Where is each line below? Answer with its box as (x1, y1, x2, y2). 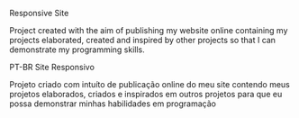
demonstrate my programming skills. (9, 44, 146, 55)
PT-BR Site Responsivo (9, 62, 95, 72)
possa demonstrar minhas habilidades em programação (9, 98, 216, 109)
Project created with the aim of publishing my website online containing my (9, 25, 288, 35)
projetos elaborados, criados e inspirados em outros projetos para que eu (9, 89, 283, 99)
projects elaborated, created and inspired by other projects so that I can (9, 35, 276, 45)
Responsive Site (9, 8, 69, 18)
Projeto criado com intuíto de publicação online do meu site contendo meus (9, 79, 290, 89)
